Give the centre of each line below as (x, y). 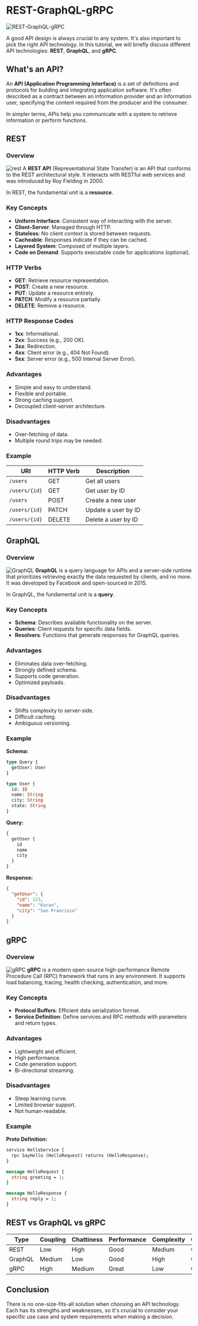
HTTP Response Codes (40, 321)
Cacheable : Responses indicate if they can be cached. (81, 240)
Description (113, 471)
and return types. (36, 1023)
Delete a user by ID (112, 520)
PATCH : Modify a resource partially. (58, 299)
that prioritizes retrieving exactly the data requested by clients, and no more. (99, 576)
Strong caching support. (44, 399)
